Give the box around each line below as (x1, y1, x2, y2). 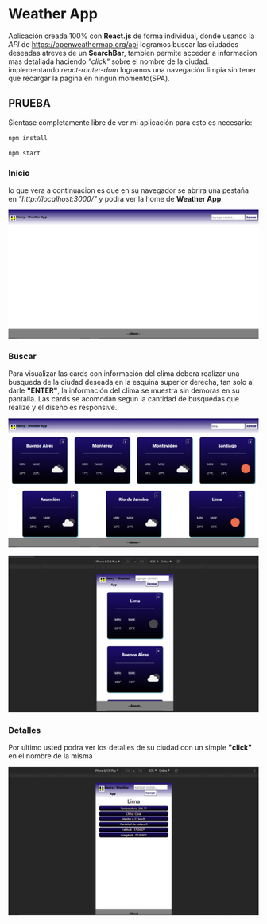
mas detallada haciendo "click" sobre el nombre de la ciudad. (8, 57, 210, 66)
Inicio (8, 167, 30, 178)
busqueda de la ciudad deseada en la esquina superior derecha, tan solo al (8, 378, 254, 387)
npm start (8, 149, 41, 157)
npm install (8, 134, 48, 142)
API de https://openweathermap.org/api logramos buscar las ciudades (8, 39, 239, 49)
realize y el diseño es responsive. (8, 403, 118, 413)
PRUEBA (8, 96, 52, 110)
